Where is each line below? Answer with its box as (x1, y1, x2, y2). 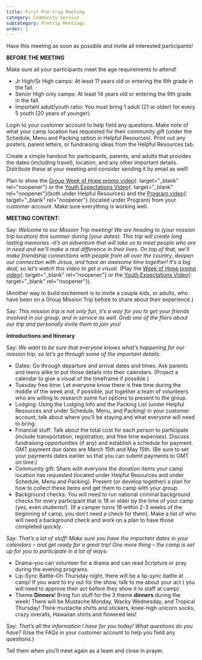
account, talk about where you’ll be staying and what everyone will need (14, 414, 195, 421)
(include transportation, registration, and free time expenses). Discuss (14, 433, 189, 440)
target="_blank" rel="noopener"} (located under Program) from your (6, 196, 177, 203)
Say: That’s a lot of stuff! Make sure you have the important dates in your (6, 535, 189, 542)
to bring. (14, 420, 36, 427)
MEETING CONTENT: (6, 214, 60, 222)
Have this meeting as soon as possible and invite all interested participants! (6, 42, 194, 50)
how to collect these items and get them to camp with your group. (14, 484, 179, 492)
